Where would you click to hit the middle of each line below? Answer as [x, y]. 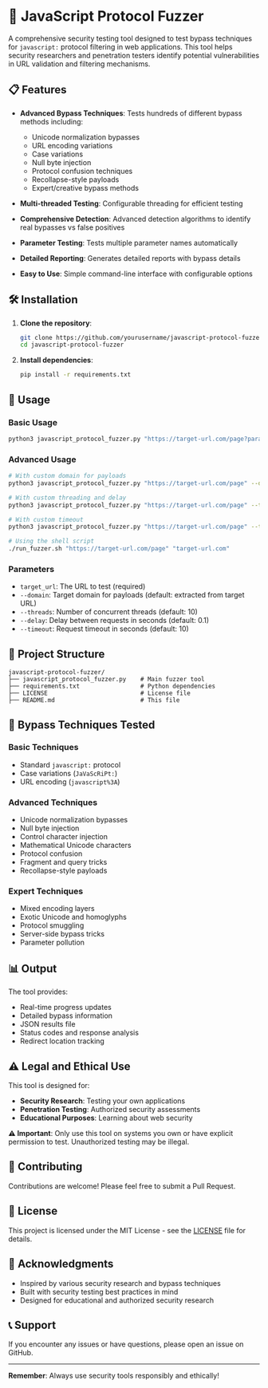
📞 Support [32, 1325]
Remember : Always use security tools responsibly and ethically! [114, 1376]
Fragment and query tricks [63, 862]
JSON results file [47, 1024]
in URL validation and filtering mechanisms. [79, 64]
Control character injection [63, 837]
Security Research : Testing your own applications [102, 1101]
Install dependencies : [56, 360]
